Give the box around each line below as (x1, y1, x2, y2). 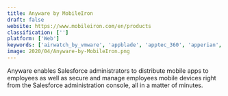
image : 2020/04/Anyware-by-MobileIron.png (7, 48, 130, 55)
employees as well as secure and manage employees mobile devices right (7, 74, 217, 82)
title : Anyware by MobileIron (7, 10, 94, 17)
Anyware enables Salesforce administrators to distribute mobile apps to (7, 66, 209, 75)
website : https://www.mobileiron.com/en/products (7, 22, 152, 29)
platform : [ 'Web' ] (7, 35, 60, 42)
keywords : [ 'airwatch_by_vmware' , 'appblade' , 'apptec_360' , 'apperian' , (7, 42, 223, 48)
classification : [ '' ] (7, 29, 69, 36)
